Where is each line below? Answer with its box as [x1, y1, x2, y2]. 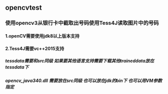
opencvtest [5, 4, 42, 12]
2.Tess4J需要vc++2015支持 [5, 45, 64, 51]
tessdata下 [5, 64, 29, 70]
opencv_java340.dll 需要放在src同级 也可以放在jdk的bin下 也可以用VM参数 [5, 77, 162, 84]
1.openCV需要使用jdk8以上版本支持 [5, 33, 79, 39]
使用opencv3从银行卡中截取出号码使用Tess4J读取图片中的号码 [5, 20, 159, 27]
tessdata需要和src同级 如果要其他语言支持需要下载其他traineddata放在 [5, 58, 154, 64]
